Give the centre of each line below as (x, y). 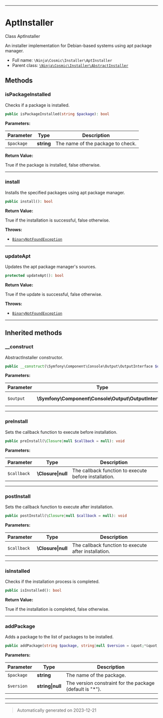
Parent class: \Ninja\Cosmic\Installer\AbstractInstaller (70, 65)
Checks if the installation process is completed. (52, 581)
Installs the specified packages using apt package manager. (65, 192)
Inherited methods (33, 333)
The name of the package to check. (96, 143)
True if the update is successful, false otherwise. (54, 294)
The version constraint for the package (110, 683)
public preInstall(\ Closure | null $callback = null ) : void (65, 441)
